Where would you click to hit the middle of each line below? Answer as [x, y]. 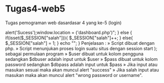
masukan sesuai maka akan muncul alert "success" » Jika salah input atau [82, 70]
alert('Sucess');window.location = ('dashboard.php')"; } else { [69, 32]
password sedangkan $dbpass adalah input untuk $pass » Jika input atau [81, 64]
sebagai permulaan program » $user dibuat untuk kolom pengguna [74, 54]
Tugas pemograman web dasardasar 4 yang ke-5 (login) [63, 23]
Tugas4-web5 [35, 9]
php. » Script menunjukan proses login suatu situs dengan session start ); [81, 48]
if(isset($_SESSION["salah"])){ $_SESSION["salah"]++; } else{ [69, 38]
